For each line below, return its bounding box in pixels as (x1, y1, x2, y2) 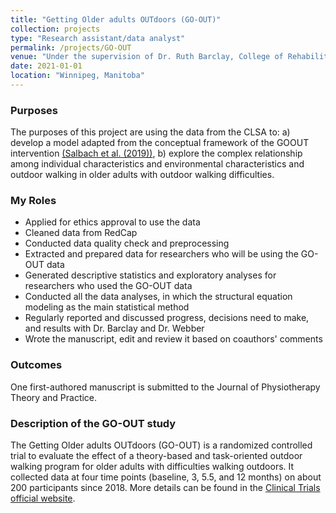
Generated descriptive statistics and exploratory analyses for (24, 269, 277, 281)
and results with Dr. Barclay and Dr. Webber (24, 322, 205, 335)
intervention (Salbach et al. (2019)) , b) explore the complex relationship (10, 147, 303, 160)
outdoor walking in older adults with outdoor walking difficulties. (10, 169, 275, 181)
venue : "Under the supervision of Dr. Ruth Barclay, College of (10, 52, 284, 62)
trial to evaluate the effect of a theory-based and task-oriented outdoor (10, 450, 303, 462)
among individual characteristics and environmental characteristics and (10, 158, 305, 170)
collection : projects (10, 24, 101, 34)
